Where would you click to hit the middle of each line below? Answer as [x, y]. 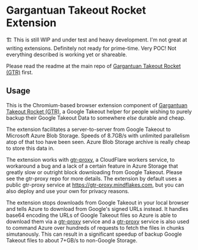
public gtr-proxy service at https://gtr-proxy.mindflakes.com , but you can [95, 185]
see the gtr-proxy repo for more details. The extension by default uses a [94, 178]
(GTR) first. [20, 72]
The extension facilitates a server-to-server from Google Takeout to [89, 129]
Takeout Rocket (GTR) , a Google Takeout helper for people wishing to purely [99, 111]
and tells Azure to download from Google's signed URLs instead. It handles [97, 209]
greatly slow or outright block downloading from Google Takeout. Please [94, 172]
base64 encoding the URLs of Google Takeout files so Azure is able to [92, 215]
